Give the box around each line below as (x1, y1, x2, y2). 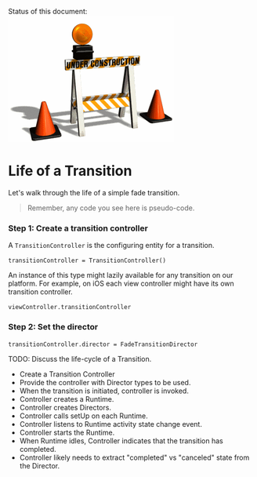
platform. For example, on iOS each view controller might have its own (8, 279, 235, 289)
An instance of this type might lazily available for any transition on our (8, 271, 233, 280)
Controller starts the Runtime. (19, 428, 115, 437)
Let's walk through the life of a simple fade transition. (8, 188, 180, 197)
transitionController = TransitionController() (8, 257, 167, 265)
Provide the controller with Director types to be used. (19, 377, 191, 387)
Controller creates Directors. (19, 402, 112, 412)
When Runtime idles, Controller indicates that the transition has (19, 435, 223, 446)
